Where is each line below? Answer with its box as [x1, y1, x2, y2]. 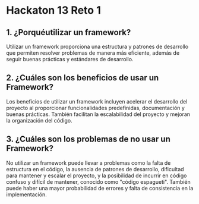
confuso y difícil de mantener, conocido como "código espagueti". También [6, 178, 191, 185]
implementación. [6, 191, 48, 198]
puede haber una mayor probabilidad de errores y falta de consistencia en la [6, 184, 194, 192]
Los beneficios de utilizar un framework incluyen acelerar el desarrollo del [6, 98, 188, 105]
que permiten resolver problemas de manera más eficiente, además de [6, 49, 180, 57]
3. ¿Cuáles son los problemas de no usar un [6, 134, 170, 145]
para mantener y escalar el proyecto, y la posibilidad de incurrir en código [6, 172, 187, 179]
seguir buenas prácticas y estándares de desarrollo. [6, 56, 134, 62]
